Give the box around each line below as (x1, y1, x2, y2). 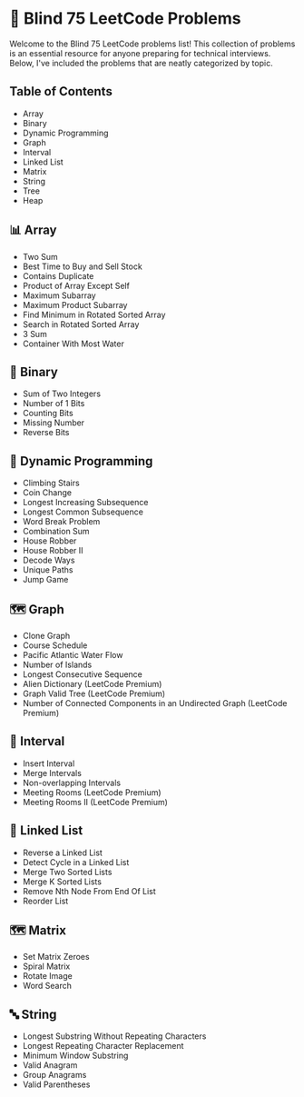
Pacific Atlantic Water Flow (22, 650, 123, 660)
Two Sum (22, 251, 59, 262)
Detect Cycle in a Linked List (22, 856, 130, 867)
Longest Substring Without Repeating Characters (22, 1031, 207, 1042)
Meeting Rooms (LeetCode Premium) (22, 786, 162, 798)
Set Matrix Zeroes (22, 952, 90, 962)
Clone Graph (22, 631, 71, 641)
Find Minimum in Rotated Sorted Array (22, 309, 166, 320)
